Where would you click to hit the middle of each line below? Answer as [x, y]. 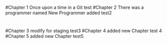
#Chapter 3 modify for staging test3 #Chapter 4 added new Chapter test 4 [84, 31]
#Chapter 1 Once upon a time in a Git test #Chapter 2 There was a [75, 7]
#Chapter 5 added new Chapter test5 [44, 36]
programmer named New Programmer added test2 [59, 13]
